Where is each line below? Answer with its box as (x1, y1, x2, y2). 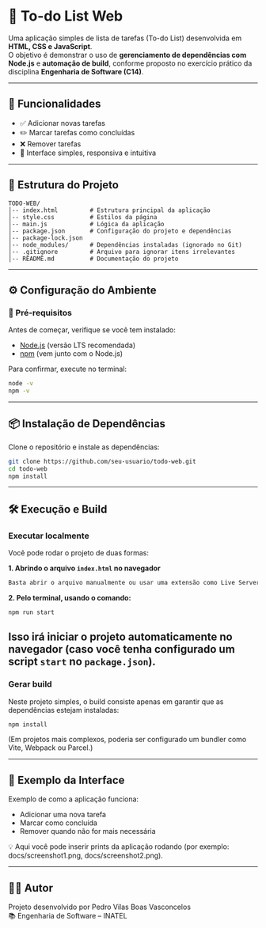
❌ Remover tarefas (19, 138, 82, 149)
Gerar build (8, 679, 53, 690)
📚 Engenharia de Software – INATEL (8, 911, 128, 921)
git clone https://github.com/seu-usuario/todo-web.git (8, 457, 196, 465)
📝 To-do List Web (8, 7, 123, 25)
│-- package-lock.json (8, 233, 83, 242)
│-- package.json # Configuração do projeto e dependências (8, 227, 232, 235)
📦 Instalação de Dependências (8, 417, 166, 430)
